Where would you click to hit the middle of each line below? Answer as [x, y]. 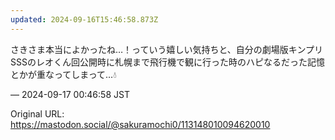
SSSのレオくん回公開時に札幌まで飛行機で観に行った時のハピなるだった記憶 [167, 62]
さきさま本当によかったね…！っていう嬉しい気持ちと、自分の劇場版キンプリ [166, 49]
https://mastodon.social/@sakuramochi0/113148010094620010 [140, 124]
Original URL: [37, 113]
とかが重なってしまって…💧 [63, 74]
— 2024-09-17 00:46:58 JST [70, 94]
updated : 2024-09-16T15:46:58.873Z [84, 19]
